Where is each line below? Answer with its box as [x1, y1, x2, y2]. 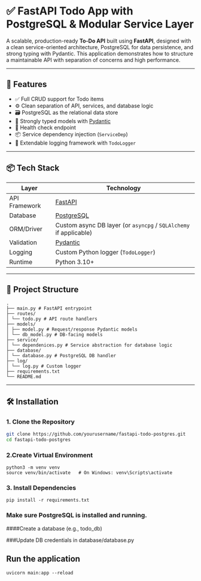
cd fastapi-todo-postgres [6, 436, 71, 442]
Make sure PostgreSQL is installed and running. [6, 511, 148, 520]
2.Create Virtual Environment [6, 451, 93, 459]
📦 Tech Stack [6, 163, 60, 173]
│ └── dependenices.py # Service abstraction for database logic [6, 342, 172, 349]
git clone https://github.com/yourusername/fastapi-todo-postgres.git [6, 431, 186, 438]
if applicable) [55, 228, 93, 236]
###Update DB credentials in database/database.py [6, 536, 135, 544]
